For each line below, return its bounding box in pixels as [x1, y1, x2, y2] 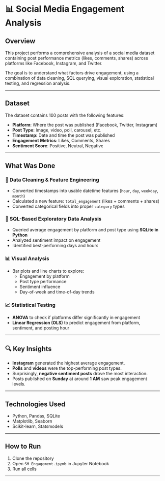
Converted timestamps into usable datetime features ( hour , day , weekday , [12, 188, 159, 193]
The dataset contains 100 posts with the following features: [5, 112, 125, 118]
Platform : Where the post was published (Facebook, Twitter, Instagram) [12, 122, 158, 128]
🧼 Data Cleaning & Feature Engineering [5, 176, 100, 183]
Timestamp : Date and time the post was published [12, 132, 115, 138]
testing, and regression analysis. [5, 80, 71, 86]
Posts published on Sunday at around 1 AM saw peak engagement [12, 376, 147, 382]
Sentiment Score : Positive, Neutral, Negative [12, 143, 104, 149]
